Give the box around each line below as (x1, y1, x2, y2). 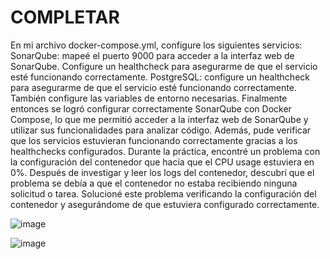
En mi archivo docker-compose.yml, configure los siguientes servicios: (10, 39, 303, 51)
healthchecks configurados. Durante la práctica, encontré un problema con (10, 145, 321, 157)
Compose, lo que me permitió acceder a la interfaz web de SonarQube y (10, 113, 309, 125)
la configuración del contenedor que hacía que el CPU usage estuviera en (10, 156, 315, 168)
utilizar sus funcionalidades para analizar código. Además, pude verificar (10, 124, 312, 136)
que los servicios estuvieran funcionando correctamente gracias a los (10, 134, 298, 146)
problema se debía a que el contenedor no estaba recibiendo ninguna (10, 177, 298, 189)
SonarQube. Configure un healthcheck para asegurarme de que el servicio (10, 60, 318, 72)
